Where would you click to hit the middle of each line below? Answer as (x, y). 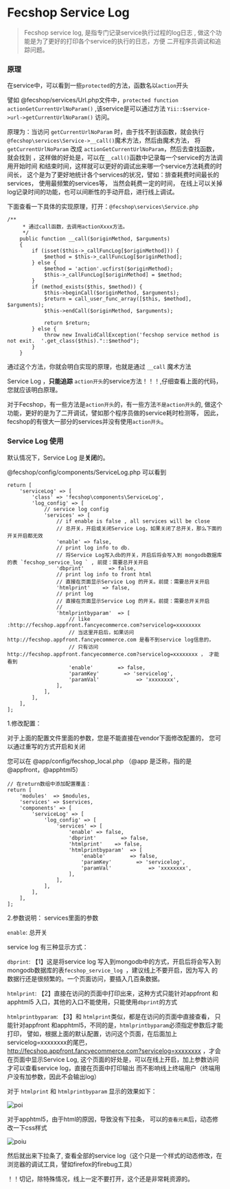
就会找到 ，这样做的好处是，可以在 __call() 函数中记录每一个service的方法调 (115, 158)
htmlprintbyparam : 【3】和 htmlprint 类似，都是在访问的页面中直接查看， (110, 1016)
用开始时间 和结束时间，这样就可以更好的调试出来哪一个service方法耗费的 (112, 166)
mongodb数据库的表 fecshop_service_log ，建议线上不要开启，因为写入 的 (113, 970)
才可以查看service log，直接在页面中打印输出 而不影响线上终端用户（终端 (111, 1068)
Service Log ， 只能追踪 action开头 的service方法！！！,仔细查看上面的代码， (114, 381)
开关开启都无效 (25, 536)
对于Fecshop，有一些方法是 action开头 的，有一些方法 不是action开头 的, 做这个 (115, 405)
